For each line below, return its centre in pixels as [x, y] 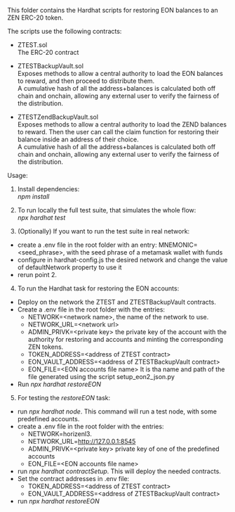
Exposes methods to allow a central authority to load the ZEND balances [122, 124]
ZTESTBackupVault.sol [51, 66]
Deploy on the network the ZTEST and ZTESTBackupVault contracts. [116, 302]
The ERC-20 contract [48, 52]
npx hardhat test [41, 218]
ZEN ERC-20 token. [35, 18]
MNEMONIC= [178, 245]
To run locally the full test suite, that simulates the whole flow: [107, 210]
